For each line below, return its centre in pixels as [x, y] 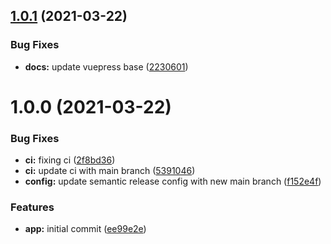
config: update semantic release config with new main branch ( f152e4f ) [173, 181]
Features [32, 207]
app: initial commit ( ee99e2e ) [85, 229]
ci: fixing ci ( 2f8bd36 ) [70, 160]
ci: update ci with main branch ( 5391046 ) [110, 171]
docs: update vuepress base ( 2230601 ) [106, 66]
